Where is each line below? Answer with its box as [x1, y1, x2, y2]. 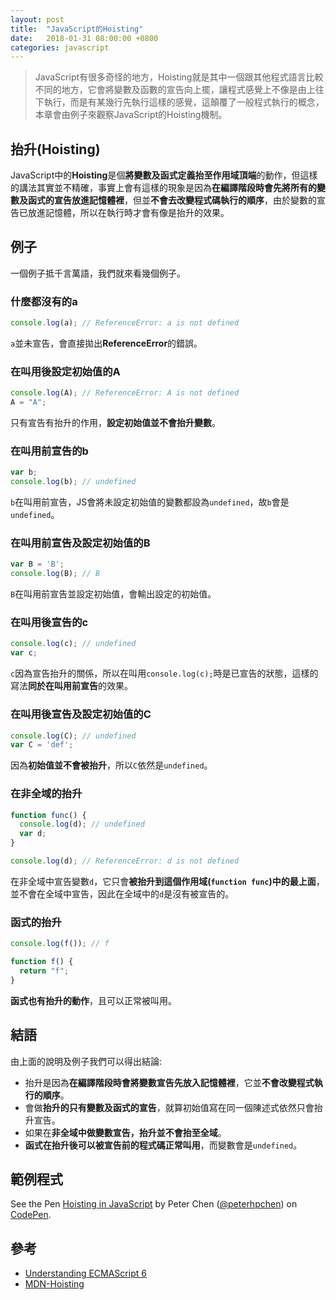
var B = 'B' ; [10, 559, 65, 570]
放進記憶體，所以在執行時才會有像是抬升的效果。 [27, 207, 230, 219]
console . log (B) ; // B [10, 569, 101, 579]
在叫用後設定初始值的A [10, 364, 121, 378]
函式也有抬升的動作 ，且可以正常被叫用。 [10, 994, 177, 1006]
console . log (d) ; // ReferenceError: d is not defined [10, 856, 240, 866]
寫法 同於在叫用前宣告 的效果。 [10, 680, 133, 692]
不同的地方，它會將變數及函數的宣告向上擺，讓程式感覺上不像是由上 [34, 84, 316, 96]
